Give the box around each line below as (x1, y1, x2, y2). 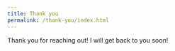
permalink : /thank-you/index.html (7, 17, 110, 24)
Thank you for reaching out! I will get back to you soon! (7, 36, 169, 44)
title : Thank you (7, 10, 59, 17)
